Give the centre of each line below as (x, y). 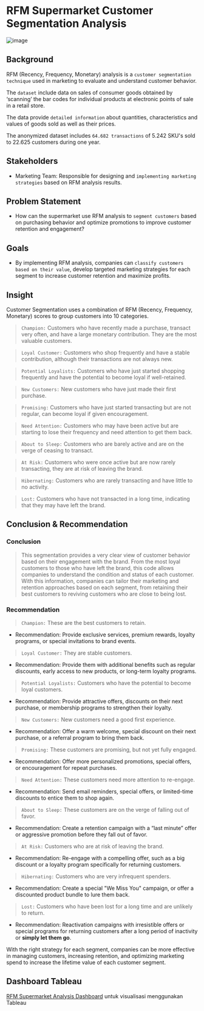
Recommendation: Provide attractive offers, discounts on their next (99, 701)
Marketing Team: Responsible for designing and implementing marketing (105, 176)
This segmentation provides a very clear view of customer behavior (106, 555)
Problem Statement (44, 201)
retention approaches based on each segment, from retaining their (104, 587)
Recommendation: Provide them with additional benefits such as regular (105, 664)
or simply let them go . (43, 937)
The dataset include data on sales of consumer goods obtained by (90, 93)
